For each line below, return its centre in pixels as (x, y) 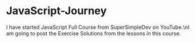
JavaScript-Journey (57, 11)
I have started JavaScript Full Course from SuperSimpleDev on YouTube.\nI (98, 27)
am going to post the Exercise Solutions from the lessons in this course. (94, 33)
